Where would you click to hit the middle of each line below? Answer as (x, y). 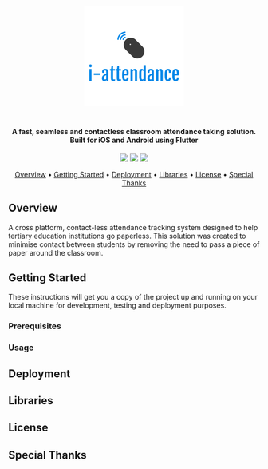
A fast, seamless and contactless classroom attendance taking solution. (134, 132)
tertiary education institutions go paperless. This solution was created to (127, 236)
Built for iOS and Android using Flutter (134, 140)
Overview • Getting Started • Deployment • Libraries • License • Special (134, 174)
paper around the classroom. (56, 252)
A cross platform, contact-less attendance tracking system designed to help (133, 227)
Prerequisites (35, 326)
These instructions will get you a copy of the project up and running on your (133, 297)
